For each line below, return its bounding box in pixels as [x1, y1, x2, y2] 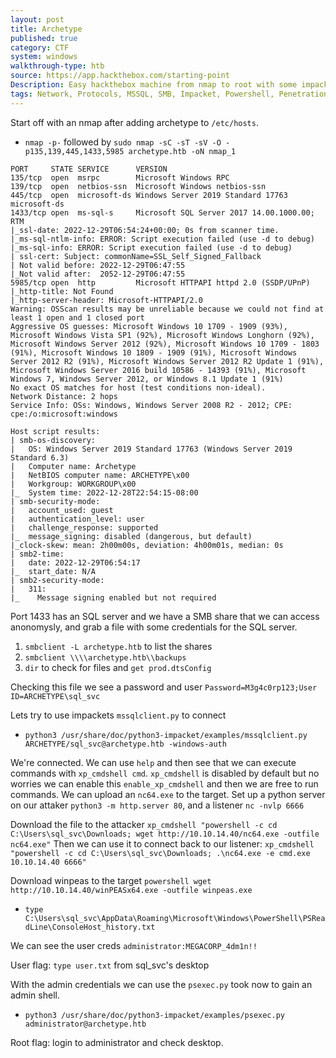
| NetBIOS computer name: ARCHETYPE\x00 [10, 470, 190, 480]
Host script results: [10, 426, 101, 436]
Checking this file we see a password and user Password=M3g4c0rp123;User [10, 681, 318, 693]
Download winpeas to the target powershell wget [10, 874, 212, 886]
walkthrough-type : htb [10, 61, 105, 71]
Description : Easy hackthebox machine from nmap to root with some [10, 80, 298, 90]
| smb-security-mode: [10, 496, 101, 506]
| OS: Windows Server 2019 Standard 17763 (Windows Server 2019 [10, 444, 293, 454]
